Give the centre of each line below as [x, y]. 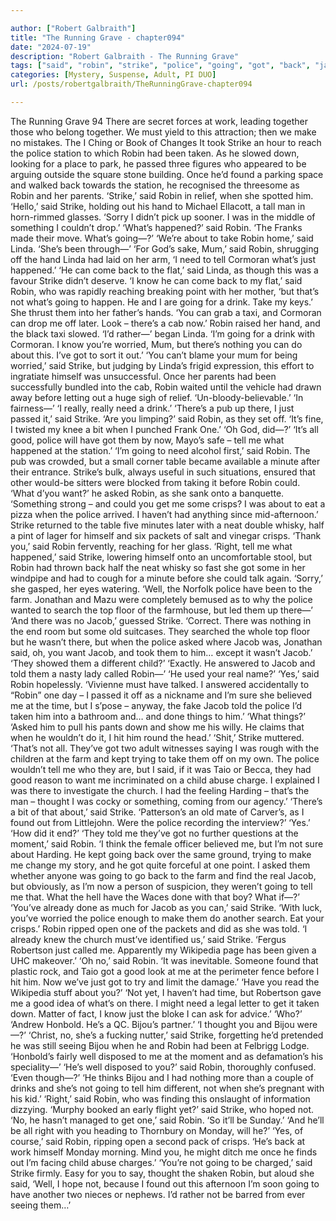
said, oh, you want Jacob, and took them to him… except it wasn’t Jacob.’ [161, 652]
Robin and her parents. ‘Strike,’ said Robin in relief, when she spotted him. [162, 195]
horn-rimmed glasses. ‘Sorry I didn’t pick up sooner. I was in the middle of [163, 217]
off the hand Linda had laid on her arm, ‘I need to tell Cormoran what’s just [163, 259]
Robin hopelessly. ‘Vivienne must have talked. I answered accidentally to [160, 684]
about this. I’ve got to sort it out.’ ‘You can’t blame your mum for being [154, 355]
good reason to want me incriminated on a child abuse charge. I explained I [165, 780]
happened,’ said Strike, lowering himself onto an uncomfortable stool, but [161, 557]
